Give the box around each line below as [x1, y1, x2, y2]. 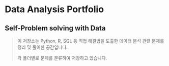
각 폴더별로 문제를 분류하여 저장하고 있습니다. [17, 55, 107, 61]
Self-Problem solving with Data [5, 24, 106, 32]
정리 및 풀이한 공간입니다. [17, 44, 68, 50]
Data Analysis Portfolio [5, 4, 104, 15]
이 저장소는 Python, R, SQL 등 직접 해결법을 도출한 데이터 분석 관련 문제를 [17, 38, 164, 44]
